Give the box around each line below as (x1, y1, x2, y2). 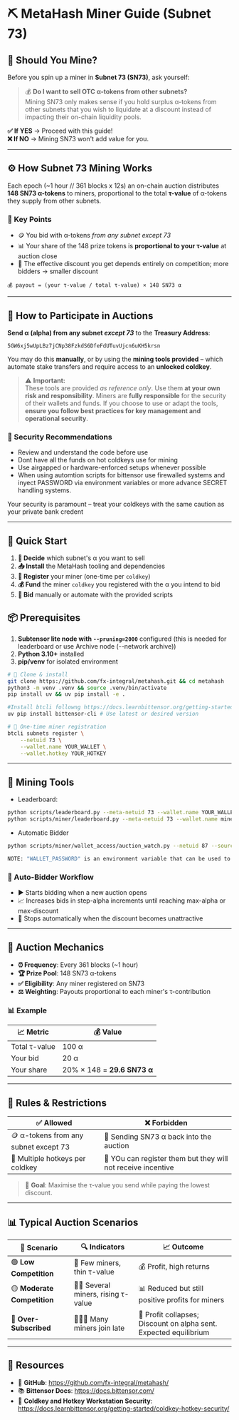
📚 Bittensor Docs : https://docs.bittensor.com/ (17, 1386, 154, 1395)
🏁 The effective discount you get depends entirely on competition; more (17, 260, 229, 268)
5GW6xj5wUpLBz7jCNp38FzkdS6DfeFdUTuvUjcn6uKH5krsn (7, 342, 161, 350)
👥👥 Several (73, 1280, 111, 1290)
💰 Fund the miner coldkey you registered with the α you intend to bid (17, 580, 221, 589)
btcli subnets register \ (7, 729, 84, 737)
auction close (17, 252, 58, 260)
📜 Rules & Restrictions (7, 1097, 107, 1109)
